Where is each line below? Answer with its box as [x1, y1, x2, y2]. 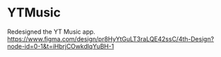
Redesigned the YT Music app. [7, 27, 96, 36]
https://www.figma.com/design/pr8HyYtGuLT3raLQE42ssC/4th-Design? [7, 34, 214, 43]
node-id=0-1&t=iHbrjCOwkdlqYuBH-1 [7, 42, 115, 50]
